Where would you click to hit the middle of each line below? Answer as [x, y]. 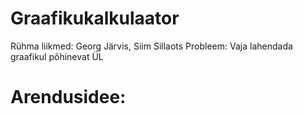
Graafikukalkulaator [95, 18]
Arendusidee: [68, 97]
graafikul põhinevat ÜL [57, 56]
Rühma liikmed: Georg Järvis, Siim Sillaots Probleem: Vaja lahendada [151, 46]
